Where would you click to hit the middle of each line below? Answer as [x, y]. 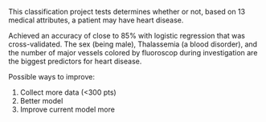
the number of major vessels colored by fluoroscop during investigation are [133, 53]
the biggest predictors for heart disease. [75, 61]
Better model [41, 101]
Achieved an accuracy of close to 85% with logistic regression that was [127, 36]
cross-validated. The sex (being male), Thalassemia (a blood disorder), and [133, 44]
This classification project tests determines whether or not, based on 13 [127, 12]
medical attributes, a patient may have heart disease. [96, 20]
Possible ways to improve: [51, 77]
